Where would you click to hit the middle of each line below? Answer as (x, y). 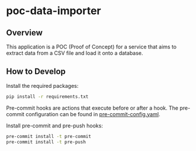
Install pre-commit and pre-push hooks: (55, 126)
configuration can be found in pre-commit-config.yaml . (93, 114)
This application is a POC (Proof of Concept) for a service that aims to (91, 47)
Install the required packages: (42, 86)
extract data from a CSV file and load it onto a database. (75, 53)
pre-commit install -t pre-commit (49, 136)
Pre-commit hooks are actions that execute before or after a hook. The (92, 108)
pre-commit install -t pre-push (46, 142)
